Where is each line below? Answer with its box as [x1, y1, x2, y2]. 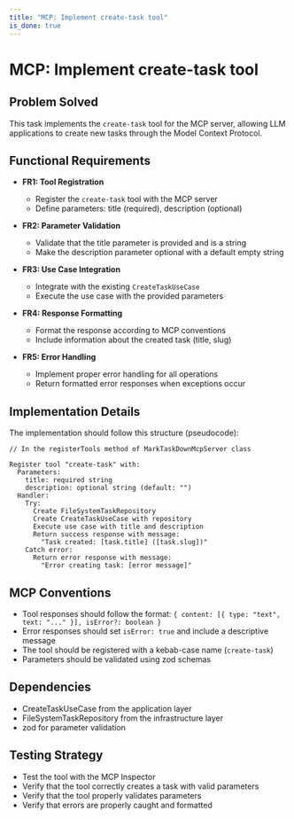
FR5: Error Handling [21, 352, 97, 363]
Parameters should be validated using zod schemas [21, 653, 211, 665]
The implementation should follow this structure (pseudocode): [9, 427, 239, 439]
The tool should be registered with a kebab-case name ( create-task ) [21, 644, 275, 655]
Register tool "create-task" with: [9, 460, 141, 470]
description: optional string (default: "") [25, 484, 192, 493]
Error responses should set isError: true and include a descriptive [21, 626, 269, 636]
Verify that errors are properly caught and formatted [21, 799, 213, 810]
